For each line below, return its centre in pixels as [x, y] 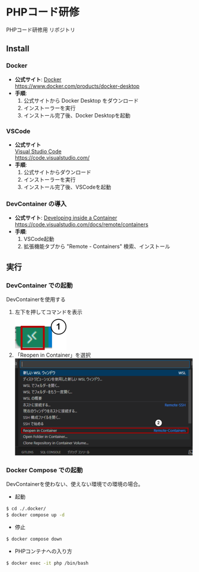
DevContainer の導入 [36, 204]
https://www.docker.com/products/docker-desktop [77, 86]
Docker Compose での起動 [44, 470]
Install [18, 49]
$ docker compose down [34, 539]
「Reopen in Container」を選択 [53, 355]
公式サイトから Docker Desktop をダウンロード [81, 100]
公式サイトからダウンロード [57, 172]
